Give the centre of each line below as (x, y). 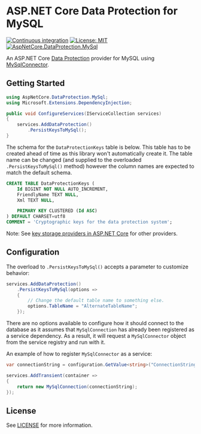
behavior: (18, 273)
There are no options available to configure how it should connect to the (95, 323)
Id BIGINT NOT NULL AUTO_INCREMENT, (63, 189)
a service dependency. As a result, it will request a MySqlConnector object (96, 336)
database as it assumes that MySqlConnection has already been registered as (100, 329)
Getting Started (36, 83)
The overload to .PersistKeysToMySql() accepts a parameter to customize (97, 267)
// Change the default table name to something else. (96, 301)
